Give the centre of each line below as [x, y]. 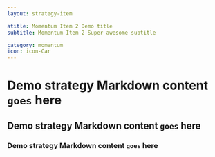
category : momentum [35, 45]
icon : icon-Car [29, 52]
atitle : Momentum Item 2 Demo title [60, 26]
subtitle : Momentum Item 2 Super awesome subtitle [82, 33]
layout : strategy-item [40, 13]
